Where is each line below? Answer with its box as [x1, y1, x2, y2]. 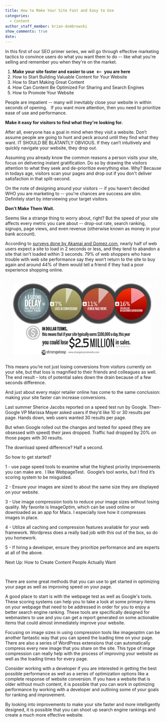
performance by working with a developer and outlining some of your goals [5, 686, 159, 692]
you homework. [5, 534, 37, 541]
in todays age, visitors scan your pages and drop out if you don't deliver [5, 170, 152, 176]
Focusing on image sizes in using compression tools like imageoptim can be [5, 629, 160, 635]
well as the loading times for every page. [5, 655, 88, 661]
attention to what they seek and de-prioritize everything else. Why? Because [5, 165, 162, 171]
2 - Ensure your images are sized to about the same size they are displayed [5, 484, 159, 490]
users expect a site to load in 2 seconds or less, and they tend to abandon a [5, 246, 160, 252]
